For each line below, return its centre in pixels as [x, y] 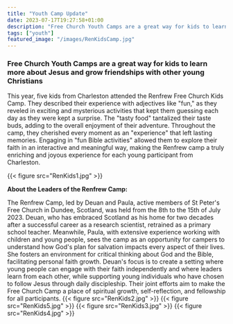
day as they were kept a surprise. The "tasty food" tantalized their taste [109, 118]
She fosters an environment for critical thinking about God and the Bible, [110, 255]
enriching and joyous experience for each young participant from [100, 155]
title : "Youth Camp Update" [48, 14]
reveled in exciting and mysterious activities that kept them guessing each [113, 111]
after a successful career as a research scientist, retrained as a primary [109, 225]
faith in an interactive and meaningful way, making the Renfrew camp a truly [116, 148]
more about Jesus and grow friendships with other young [106, 72]
